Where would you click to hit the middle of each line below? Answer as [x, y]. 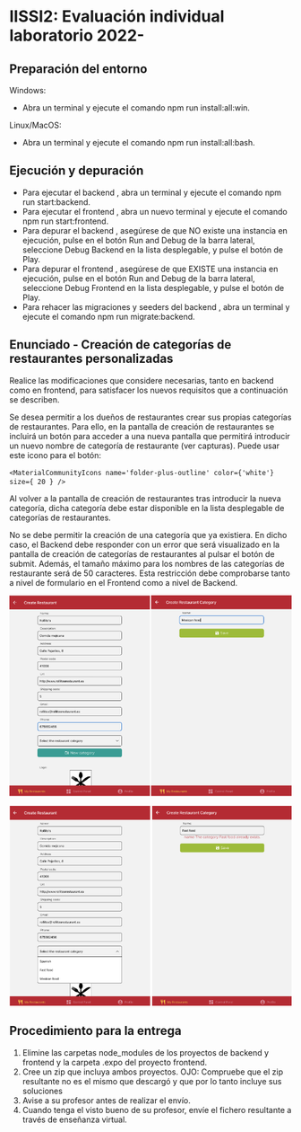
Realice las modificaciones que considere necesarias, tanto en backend [142, 380]
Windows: [28, 90]
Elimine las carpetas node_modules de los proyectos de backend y [146, 1052]
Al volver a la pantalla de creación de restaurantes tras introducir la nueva [146, 498]
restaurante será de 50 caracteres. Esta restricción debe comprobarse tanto [150, 573]
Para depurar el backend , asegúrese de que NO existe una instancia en [155, 230]
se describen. [34, 399]
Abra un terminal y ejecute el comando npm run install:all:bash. [138, 142]
